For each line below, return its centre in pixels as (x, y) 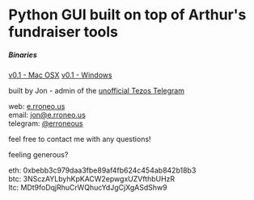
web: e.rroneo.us (37, 106)
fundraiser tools (63, 32)
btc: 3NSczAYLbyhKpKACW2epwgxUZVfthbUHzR (92, 179)
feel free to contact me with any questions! (80, 140)
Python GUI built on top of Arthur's (127, 15)
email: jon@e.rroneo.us (47, 115)
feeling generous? (38, 155)
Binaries (23, 55)
